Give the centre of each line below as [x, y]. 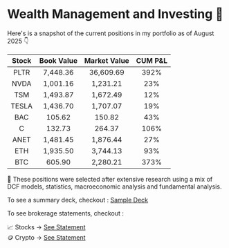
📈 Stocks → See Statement [46, 227]
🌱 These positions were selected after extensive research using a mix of [110, 179]
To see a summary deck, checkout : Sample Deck [78, 200]
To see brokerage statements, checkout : [66, 213]
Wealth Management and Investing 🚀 [115, 14]
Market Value [107, 60]
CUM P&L [152, 60]
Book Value [58, 60]
